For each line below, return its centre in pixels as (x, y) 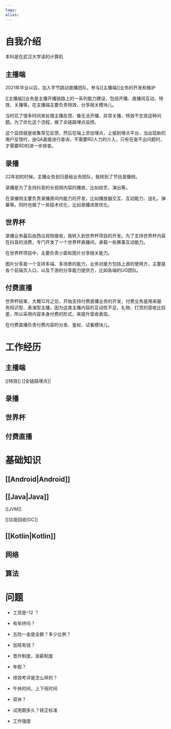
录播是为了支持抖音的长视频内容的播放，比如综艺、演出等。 (68, 187)
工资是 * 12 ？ (26, 613)
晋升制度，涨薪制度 (33, 656)
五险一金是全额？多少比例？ (42, 634)
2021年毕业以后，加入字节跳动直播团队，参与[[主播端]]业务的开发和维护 (81, 88)
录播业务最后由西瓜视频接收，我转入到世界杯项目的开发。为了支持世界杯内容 (85, 236)
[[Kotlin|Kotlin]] (31, 536)
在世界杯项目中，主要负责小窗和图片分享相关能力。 (59, 253)
